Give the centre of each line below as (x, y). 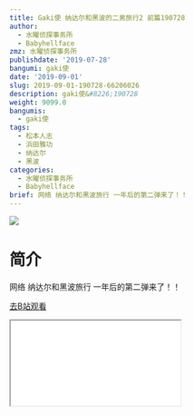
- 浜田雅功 (35, 144)
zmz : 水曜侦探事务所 (44, 52)
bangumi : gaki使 (39, 69)
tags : (19, 128)
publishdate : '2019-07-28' (60, 60)
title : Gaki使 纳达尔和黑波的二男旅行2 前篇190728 (97, 18)
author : (24, 26)
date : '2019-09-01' (46, 77)
